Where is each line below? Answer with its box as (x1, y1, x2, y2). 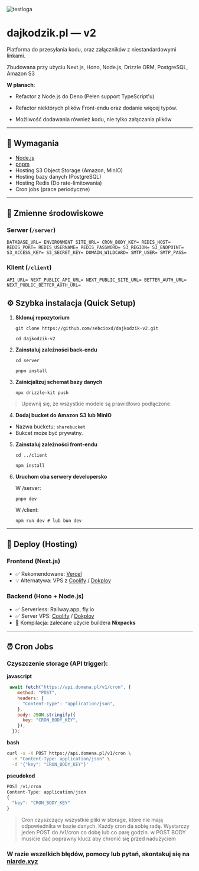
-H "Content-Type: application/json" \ (12, 756, 110, 762)
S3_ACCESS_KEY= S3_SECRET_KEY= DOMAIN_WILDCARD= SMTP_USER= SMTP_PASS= (6, 250, 187, 256)
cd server (15, 357, 40, 363)
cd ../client (15, 452, 48, 458)
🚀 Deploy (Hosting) (6, 539, 78, 549)
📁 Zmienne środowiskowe (6, 208, 104, 218)
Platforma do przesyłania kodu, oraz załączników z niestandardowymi (6, 46, 177, 53)
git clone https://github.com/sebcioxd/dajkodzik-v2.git (15, 325, 159, 331)
